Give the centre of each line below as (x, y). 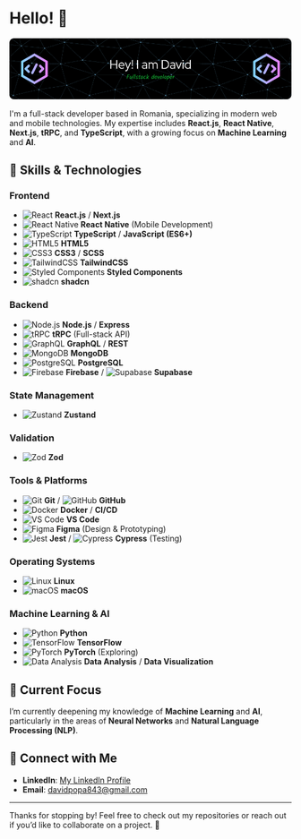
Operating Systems (52, 561)
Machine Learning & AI (60, 613)
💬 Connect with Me (64, 759)
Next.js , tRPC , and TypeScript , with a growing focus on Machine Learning (148, 133)
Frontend (30, 196)
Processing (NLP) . (44, 731)
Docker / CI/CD (89, 509)
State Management (52, 395)
